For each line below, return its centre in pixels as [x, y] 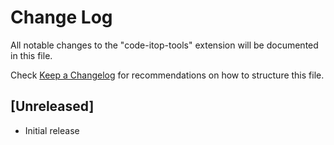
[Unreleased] [52, 106]
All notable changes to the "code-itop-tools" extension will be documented [164, 45]
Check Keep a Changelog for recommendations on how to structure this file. [167, 75]
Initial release [52, 130]
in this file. [31, 55]
